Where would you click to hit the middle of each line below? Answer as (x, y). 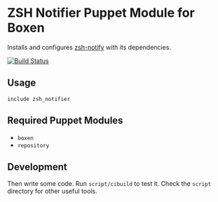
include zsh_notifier (39, 99)
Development (38, 167)
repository (33, 145)
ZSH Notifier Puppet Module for (101, 13)
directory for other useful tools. (52, 191)
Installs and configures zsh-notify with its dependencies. (89, 47)
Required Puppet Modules (65, 121)
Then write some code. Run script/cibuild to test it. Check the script (109, 184)
